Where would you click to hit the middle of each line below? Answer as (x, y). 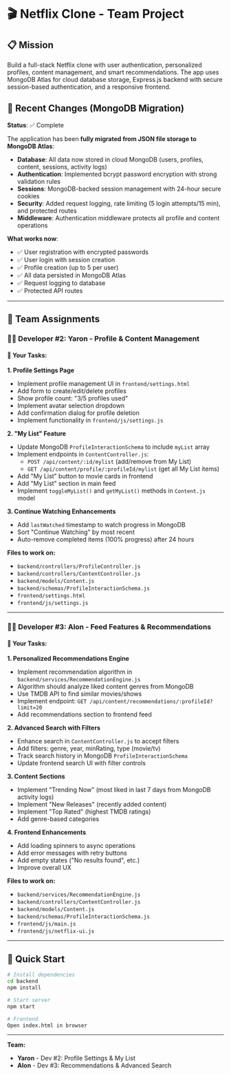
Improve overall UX (44, 868)
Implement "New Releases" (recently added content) (92, 805)
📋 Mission (30, 45)
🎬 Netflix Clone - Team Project (96, 14)
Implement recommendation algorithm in (75, 672)
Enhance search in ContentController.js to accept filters (98, 741)
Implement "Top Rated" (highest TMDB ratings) (84, 812)
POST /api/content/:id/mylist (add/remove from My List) (109, 462)
